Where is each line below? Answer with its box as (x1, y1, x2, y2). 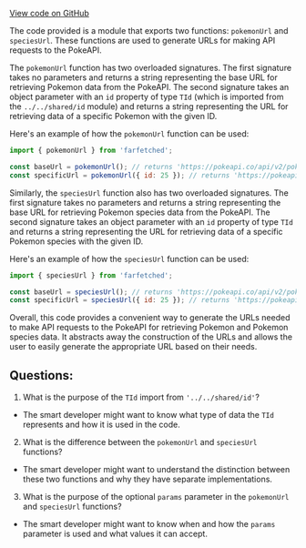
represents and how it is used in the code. (22, 419, 180, 431)
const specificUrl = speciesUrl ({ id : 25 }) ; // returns (9, 296, 230, 305)
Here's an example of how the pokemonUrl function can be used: (9, 128, 250, 139)
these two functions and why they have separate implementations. (22, 473, 273, 485)
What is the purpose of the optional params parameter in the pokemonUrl (22, 492, 290, 502)
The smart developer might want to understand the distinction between (22, 464, 291, 475)
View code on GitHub (9, 8, 89, 18)
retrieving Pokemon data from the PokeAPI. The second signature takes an (9, 82, 290, 92)
